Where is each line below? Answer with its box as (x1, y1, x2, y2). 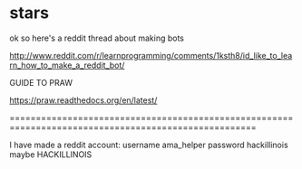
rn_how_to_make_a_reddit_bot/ (9, 60, 125, 70)
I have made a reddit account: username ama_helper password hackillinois (9, 139, 288, 150)
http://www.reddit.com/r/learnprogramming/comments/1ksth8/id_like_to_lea (9, 50, 293, 61)
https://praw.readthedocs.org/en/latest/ (9, 94, 158, 106)
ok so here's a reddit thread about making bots (9, 33, 184, 43)
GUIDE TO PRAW (9, 77, 73, 88)
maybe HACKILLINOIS (9, 148, 93, 160)
